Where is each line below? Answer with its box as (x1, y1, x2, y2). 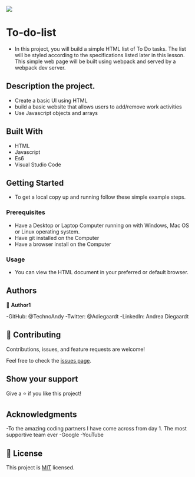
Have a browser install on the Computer (14, 241, 111, 248)
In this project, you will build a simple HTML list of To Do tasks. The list (14, 45, 187, 52)
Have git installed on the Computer (14, 234, 100, 241)
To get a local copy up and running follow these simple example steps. (14, 193, 186, 200)
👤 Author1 (6, 301, 31, 308)
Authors (6, 286, 37, 296)
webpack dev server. (14, 64, 66, 71)
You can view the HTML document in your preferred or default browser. (14, 268, 189, 275)
